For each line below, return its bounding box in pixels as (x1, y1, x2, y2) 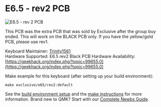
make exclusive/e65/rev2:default (5, 82, 73, 88)
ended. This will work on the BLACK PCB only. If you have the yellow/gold (5, 34, 153, 39)
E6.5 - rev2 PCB (5, 3, 70, 14)
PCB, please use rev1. (5, 38, 49, 44)
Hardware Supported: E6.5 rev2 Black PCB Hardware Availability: (5, 53, 136, 59)
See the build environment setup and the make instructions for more (5, 91, 142, 97)
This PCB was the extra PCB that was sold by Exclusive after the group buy (5, 28, 156, 34)
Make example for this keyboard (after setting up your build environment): (5, 73, 154, 79)
